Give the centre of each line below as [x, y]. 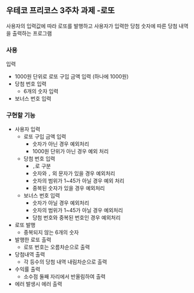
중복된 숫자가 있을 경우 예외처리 [68, 188]
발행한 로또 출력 [33, 240]
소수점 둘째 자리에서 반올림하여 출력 [65, 276]
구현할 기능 [21, 116]
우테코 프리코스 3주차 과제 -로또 [60, 11]
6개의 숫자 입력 [41, 91]
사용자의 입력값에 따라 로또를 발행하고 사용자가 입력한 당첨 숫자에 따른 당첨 [92, 26]
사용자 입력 [27, 129]
